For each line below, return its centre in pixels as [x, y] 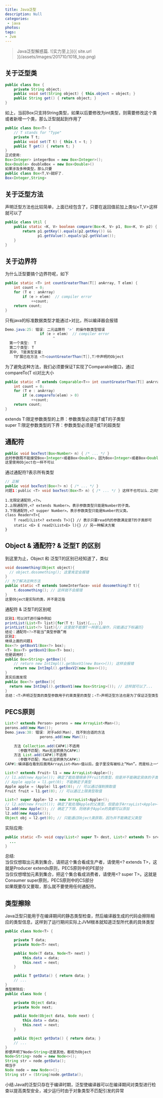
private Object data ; [35, 1003]
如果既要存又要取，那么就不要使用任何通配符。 [52, 887]
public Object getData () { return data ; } [57, 1038]
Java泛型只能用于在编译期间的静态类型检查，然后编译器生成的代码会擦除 [78, 916]
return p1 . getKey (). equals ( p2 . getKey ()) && [67, 231]
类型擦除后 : [15, 989]
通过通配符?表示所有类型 [30, 473]
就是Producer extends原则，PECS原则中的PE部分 [55, 868]
